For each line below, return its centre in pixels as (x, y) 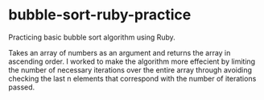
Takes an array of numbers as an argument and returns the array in (120, 52)
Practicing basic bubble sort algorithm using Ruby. (92, 37)
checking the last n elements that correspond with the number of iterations (132, 78)
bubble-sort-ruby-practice (100, 15)
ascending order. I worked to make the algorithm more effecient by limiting (132, 61)
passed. (22, 87)
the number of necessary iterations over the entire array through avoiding (130, 69)
